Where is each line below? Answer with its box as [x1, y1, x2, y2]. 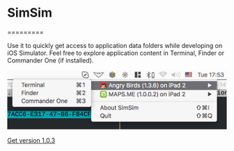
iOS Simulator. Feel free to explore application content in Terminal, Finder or [7, 49, 225, 57]
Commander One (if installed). [7, 56, 94, 64]
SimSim [7, 5, 52, 21]
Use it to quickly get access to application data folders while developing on [7, 41, 223, 49]
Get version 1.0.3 [7, 136, 56, 145]
